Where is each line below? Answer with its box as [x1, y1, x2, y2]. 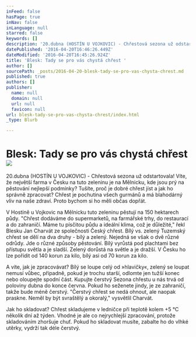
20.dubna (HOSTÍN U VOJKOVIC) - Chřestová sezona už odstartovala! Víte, [6, 173, 187, 180]
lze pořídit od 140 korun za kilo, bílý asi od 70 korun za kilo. [6, 252, 148, 259]
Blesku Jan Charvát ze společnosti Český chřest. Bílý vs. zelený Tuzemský [6, 227, 185, 234]
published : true [6, 74, 45, 79]
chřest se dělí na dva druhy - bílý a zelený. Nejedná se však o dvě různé [6, 234, 180, 241]
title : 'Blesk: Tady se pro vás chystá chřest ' [6, 57, 127, 63]
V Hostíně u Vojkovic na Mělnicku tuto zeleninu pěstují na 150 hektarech [6, 209, 179, 216]
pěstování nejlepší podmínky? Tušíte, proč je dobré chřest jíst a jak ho [6, 185, 173, 192]
